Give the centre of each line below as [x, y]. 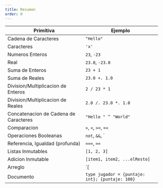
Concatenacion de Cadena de [41, 113]
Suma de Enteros [27, 70]
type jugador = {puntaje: [115, 174]
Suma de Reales [26, 78]
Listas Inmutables [27, 151]
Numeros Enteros [27, 54]
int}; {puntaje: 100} [110, 179]
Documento [21, 176]
